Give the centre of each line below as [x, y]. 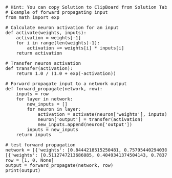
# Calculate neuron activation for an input [62, 28]
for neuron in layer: [54, 109]
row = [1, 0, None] [30, 160]
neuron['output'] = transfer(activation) [90, 119]
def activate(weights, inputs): [46, 33]
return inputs [34, 135]
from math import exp [33, 17]
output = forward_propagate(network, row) [59, 165]
